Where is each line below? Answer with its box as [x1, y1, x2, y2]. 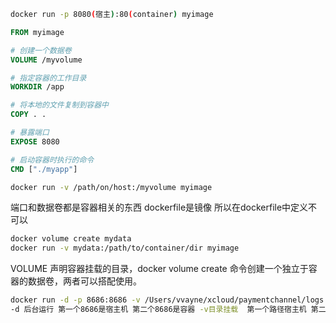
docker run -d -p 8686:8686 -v [10, 295, 141, 305]
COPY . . [10, 110, 47, 120]
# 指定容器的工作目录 [10, 73, 87, 83]
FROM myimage [10, 27, 65, 37]
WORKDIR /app [10, 82, 65, 92]
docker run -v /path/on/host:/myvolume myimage [10, 182, 213, 192]
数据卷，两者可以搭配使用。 [27, 275, 142, 287]
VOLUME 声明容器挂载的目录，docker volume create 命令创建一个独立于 [10, 263, 309, 275]
